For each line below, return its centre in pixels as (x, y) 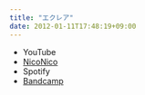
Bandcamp (43, 81)
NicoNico (40, 62)
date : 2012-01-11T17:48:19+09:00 (73, 26)
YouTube (39, 52)
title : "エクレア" (42, 18)
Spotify (36, 71)
